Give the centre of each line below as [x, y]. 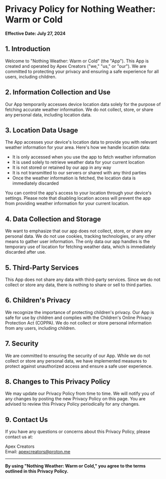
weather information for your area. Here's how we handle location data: [78, 148]
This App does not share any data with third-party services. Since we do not [83, 279]
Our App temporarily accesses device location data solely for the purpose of [83, 104]
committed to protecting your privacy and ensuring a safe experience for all [82, 71]
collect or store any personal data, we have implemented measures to [76, 361]
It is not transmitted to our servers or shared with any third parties [79, 173]
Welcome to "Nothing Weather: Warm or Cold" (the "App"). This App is [77, 61]
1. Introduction [28, 49]
